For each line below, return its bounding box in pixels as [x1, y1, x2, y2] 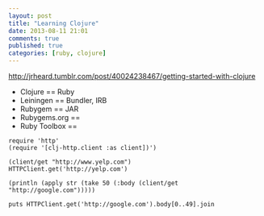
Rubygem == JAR [19, 104, 79, 114]
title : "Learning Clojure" [8, 19, 99, 27]
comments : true [8, 34, 60, 43]
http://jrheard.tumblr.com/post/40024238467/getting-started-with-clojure [8, 72, 256, 81]
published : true [8, 42, 63, 50]
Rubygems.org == [19, 113, 81, 122]
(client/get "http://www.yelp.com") [8, 158, 132, 166]
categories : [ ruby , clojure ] [8, 49, 107, 57]
